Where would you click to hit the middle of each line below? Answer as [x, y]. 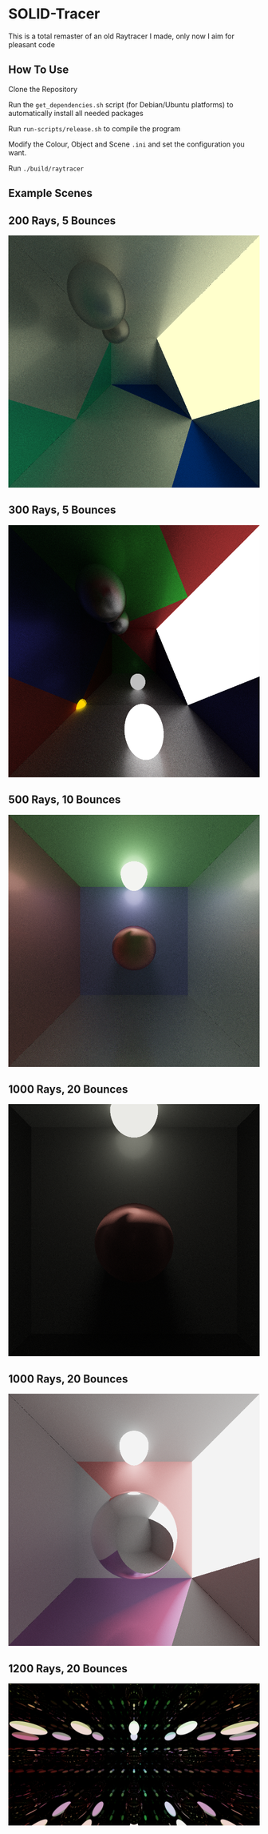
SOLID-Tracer [54, 14]
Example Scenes [51, 193]
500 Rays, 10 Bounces [65, 800]
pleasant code [32, 44]
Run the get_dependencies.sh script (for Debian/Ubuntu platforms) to [121, 104]
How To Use [39, 70]
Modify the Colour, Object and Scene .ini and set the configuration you [126, 144]
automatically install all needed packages [76, 113]
